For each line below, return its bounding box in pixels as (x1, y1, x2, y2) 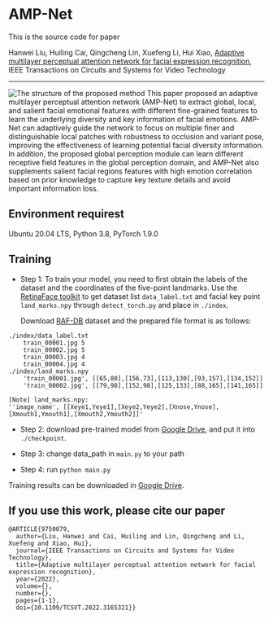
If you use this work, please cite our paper (8, 503, 226, 517)
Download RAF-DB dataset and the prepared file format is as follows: (19, 315, 252, 326)
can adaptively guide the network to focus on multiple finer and (22, 123, 235, 133)
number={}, (15, 590, 53, 598)
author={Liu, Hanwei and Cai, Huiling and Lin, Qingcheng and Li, (15, 533, 245, 541)
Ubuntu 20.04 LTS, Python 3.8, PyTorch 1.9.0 (8, 229, 158, 239)
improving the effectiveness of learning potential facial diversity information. (8, 140, 264, 150)
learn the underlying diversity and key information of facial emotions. (8, 114, 240, 124)
